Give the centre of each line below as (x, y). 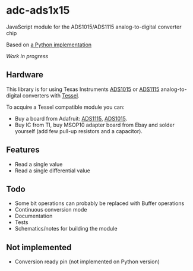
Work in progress (27, 56)
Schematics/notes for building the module (66, 229)
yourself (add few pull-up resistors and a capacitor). (78, 131)
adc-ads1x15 (38, 10)
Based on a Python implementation (49, 45)
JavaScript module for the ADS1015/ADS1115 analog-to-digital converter (94, 27)
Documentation (34, 216)
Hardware (25, 75)
